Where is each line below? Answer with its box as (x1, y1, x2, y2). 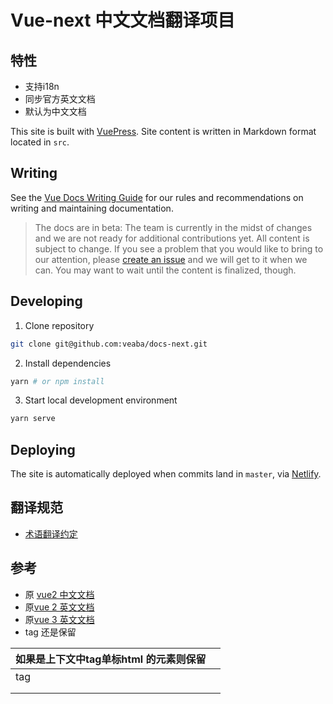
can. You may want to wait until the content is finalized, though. (34, 264, 297, 276)
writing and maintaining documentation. (10, 202, 174, 214)
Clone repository (24, 319, 95, 331)
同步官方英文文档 (24, 93, 96, 105)
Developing (10, 293, 83, 310)
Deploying (10, 441, 76, 458)
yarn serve (10, 414, 56, 424)
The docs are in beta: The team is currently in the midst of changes (34, 221, 313, 233)
